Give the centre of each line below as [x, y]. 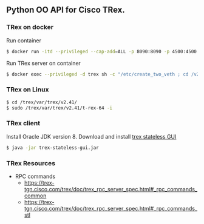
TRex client [23, 124]
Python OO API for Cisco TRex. [66, 10]
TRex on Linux [28, 90]
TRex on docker [30, 27]
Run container [24, 40]
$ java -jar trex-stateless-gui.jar [53, 148]
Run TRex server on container [43, 63]
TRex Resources [31, 163]
